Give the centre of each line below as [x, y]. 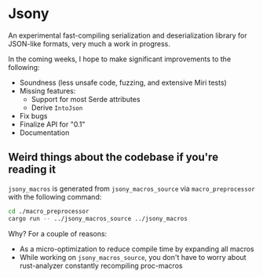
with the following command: [55, 196]
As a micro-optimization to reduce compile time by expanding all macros [137, 249]
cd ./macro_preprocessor [49, 211]
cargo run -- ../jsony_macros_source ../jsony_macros [98, 218]
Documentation [44, 132]
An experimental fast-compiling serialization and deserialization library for [128, 35]
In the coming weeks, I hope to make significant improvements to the [120, 59]
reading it [32, 170]
